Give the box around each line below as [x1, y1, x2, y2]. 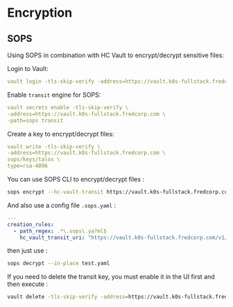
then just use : [7, 246, 48, 255]
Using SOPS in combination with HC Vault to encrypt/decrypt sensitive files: [7, 51, 224, 59]
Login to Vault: [7, 65, 49, 72]
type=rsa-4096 [7, 162, 49, 170]
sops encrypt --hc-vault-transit [7, 189, 104, 196]
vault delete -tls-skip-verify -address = [7, 294, 129, 301]
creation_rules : [7, 221, 54, 228]
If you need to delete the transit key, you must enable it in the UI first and [7, 273, 215, 281]
